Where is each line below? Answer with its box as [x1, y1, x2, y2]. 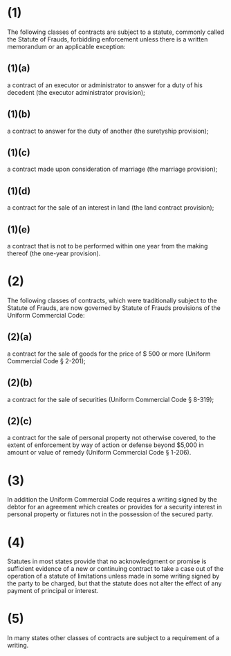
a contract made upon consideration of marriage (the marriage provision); [7, 165, 218, 174]
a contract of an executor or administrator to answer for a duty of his [7, 81, 203, 89]
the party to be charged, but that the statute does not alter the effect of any [7, 579, 222, 587]
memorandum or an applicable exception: [7, 42, 126, 51]
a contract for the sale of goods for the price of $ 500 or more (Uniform [7, 349, 211, 358]
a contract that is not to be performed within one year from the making [7, 242, 208, 250]
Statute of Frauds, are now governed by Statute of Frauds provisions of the [7, 303, 221, 312]
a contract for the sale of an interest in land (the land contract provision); [7, 203, 214, 212]
